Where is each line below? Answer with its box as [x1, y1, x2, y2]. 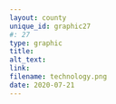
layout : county [9, 13, 67, 23]
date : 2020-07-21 [9, 80, 75, 90]
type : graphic [9, 38, 63, 48]
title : [9, 47, 34, 56]
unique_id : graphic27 [9, 22, 92, 31]
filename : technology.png [9, 72, 107, 81]
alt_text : [9, 55, 47, 64]
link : [9, 64, 30, 73]
